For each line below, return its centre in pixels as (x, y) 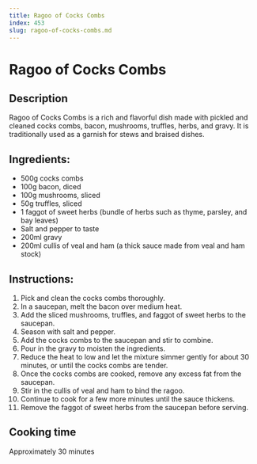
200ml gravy (41, 238)
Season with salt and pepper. (68, 332)
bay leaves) (39, 221)
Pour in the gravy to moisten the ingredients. (93, 348)
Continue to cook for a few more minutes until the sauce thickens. (128, 399)
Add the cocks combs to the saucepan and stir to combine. (117, 340)
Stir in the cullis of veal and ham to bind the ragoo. (102, 390)
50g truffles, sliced (51, 203)
